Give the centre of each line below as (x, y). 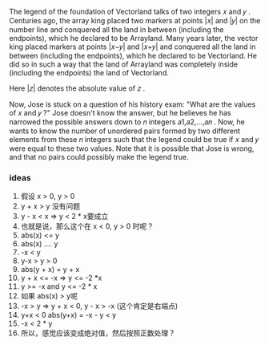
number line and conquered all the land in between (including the (116, 30)
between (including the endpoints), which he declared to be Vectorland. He (133, 56)
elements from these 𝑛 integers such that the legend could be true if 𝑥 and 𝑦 (134, 139)
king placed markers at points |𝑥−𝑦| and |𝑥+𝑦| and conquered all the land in (132, 47)
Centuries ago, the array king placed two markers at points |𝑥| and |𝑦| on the (135, 20)
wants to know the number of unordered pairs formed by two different (125, 131)
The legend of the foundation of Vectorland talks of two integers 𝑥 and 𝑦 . (130, 12)
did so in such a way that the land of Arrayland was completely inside (124, 64)
